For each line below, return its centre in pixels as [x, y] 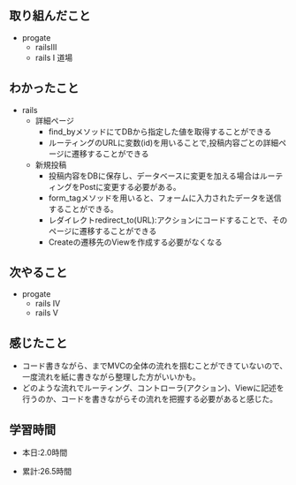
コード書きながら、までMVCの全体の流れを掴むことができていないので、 [155, 366]
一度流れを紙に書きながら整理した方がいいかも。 [111, 377]
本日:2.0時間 [45, 452]
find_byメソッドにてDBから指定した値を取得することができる [160, 132]
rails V [47, 313]
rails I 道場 [54, 57]
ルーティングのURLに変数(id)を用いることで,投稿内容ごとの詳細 [163, 142]
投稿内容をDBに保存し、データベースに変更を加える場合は [154, 176]
